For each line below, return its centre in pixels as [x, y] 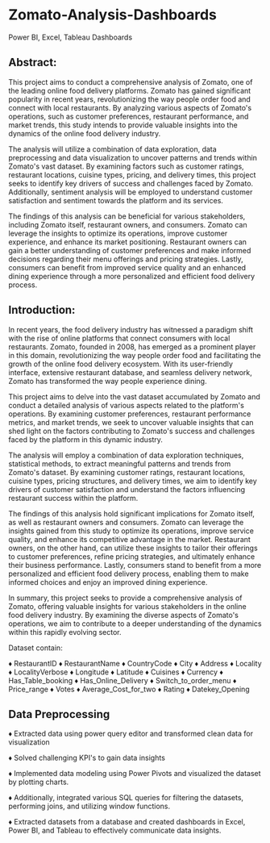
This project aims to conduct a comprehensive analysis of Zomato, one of [131, 81]
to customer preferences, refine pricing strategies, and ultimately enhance [132, 556]
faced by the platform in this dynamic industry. [86, 439]
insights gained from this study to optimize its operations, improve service [131, 531]
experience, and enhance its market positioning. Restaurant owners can [128, 242]
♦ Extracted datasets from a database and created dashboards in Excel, [127, 822]
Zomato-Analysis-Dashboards [113, 15]
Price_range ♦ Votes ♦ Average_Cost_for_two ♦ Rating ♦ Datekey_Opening [129, 689]
